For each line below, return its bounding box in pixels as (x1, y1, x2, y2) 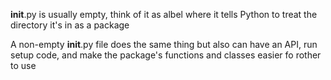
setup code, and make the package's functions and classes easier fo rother (10, 49, 322, 61)
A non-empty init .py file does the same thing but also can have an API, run (10, 39, 318, 50)
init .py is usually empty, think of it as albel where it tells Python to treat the (10, 9, 318, 20)
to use (10, 60, 37, 71)
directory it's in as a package (10, 19, 130, 31)
